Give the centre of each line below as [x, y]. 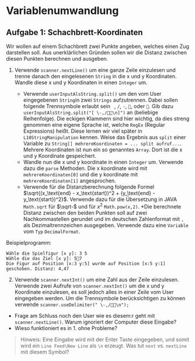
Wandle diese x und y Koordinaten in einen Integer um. [81, 82]
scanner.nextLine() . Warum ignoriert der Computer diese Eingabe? [95, 322]
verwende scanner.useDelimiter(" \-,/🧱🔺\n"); [72, 304]
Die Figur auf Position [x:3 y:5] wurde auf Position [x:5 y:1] [86, 263]
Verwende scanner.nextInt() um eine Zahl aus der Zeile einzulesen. [97, 279]
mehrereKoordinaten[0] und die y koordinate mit [81, 174]
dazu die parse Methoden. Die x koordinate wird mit [85, 168]
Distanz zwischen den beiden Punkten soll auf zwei [85, 213]
